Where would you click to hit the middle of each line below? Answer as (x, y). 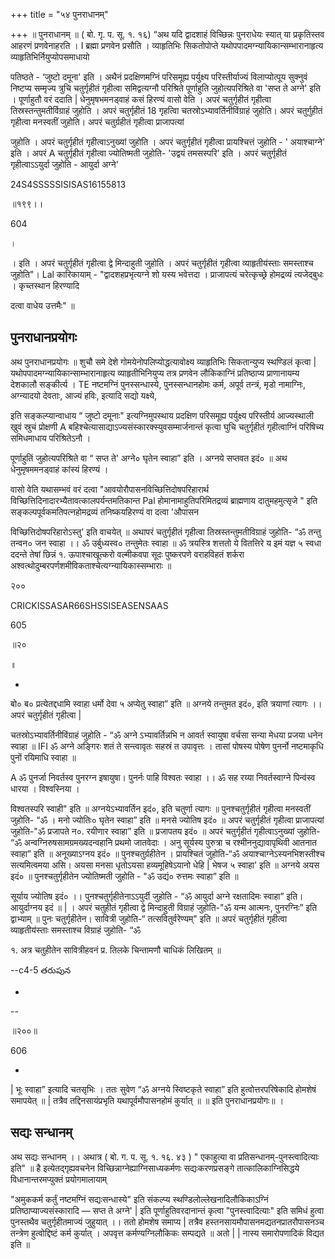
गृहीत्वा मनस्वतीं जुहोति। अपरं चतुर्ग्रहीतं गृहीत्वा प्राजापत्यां (97, 122)
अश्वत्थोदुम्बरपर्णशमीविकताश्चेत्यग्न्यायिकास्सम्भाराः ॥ (91, 565)
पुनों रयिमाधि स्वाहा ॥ (43, 757)
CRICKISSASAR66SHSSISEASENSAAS (89, 605)
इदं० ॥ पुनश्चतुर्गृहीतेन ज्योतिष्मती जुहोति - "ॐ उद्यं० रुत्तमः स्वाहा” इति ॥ (124, 876)
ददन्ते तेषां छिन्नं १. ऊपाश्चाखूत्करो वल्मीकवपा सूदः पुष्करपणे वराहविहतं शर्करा (127, 554)
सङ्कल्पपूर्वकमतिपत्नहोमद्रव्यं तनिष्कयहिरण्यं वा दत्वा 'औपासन (104, 511)
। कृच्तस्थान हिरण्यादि (45, 285)
